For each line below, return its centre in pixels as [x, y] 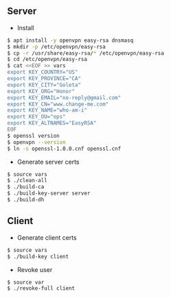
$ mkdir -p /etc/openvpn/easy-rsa [57, 47]
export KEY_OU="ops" [37, 117]
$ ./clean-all [27, 181]
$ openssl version [33, 136]
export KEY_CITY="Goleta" [44, 85]
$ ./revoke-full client [41, 288]
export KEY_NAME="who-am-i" [47, 110]
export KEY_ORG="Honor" [41, 91]
